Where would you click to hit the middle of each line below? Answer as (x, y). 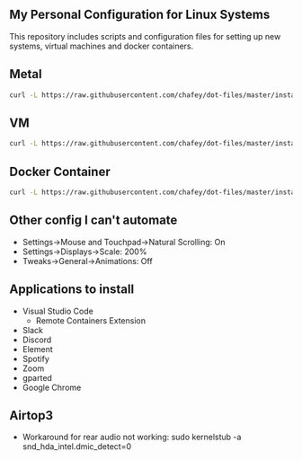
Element (38, 349)
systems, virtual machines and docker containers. (102, 46)
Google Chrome (52, 387)
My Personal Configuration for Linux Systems (140, 15)
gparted (37, 377)
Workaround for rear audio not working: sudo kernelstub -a (132, 437)
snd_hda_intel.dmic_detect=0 (77, 447)
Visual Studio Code (58, 311)
